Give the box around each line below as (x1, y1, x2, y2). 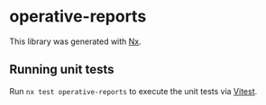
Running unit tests (9, 62, 115, 77)
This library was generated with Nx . (9, 36, 142, 47)
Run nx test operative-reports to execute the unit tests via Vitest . (9, 85, 258, 96)
